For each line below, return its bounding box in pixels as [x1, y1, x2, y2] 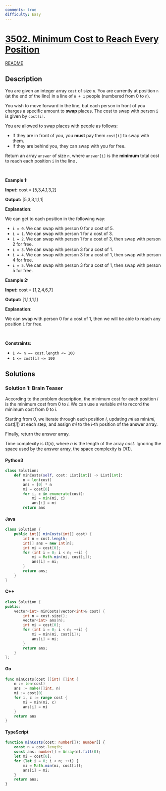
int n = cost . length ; [23, 536, 68, 541]
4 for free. [12, 257, 33, 263]
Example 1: [5, 177, 28, 183]
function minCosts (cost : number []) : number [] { [5, 740, 106, 745]
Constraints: [5, 340, 32, 346]
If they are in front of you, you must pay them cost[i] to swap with [12, 133, 150, 139]
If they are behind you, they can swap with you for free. [12, 143, 126, 149]
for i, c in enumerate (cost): [23, 491, 85, 496]
